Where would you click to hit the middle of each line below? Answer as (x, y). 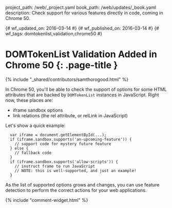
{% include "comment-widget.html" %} (47, 200)
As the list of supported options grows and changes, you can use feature (82, 184)
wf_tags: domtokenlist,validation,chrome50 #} (54, 34)
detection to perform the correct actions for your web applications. (76, 190)
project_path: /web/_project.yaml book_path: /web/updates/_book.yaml (81, 7)
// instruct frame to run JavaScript (55, 166)
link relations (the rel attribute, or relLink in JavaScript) (70, 115)
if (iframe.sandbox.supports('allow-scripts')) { (64, 162)
